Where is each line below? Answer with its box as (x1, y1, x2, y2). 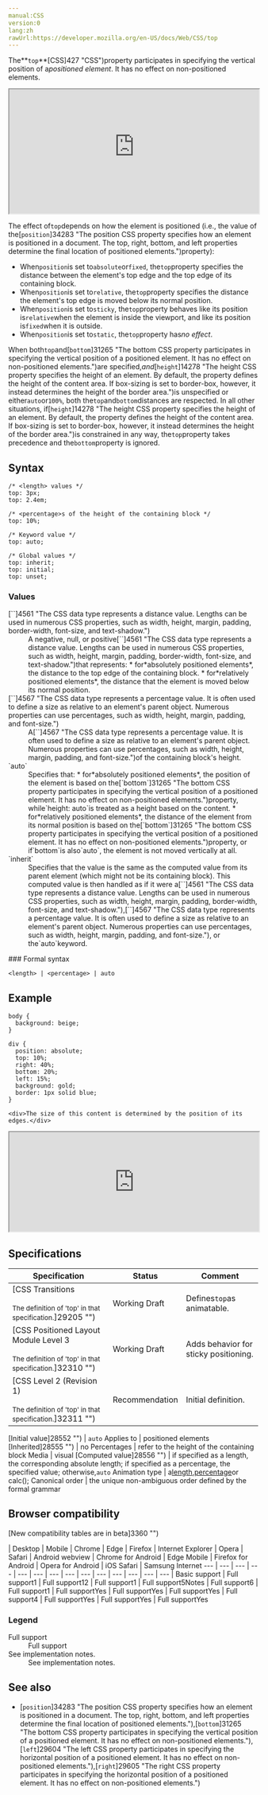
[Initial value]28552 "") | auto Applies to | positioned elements (8, 1433, 210, 1443)
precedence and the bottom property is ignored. (8, 438, 160, 448)
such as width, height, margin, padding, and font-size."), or (28, 930, 220, 940)
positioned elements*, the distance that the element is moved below (28, 677, 250, 687)
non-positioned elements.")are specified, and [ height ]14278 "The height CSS (8, 362, 257, 372)
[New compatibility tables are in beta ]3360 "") (8, 1528, 159, 1538)
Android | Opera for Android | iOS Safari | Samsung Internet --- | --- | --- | (8, 1560, 250, 1570)
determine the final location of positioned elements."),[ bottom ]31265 (19, 1719, 242, 1728)
